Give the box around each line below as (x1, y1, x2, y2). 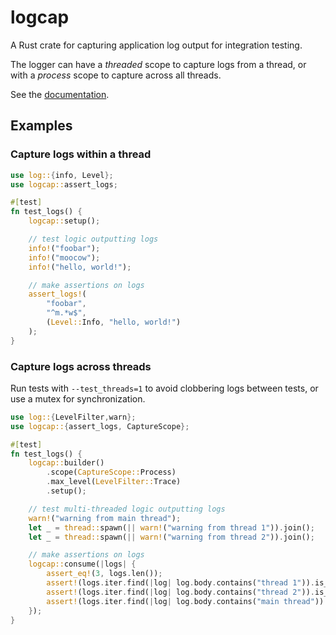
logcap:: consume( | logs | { (28, 559, 137, 570)
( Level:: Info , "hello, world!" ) (46, 317, 182, 327)
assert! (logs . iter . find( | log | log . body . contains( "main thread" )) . (46, 596, 329, 606)
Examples (10, 117, 73, 135)
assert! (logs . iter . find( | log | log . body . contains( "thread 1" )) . (46, 578, 315, 588)
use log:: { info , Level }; (10, 170, 114, 180)
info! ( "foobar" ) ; (28, 243, 101, 253)
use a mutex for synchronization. (10, 392, 146, 405)
